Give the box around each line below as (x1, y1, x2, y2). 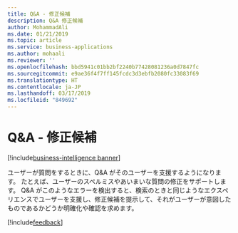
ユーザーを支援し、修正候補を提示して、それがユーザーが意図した (38, 195, 232, 203)
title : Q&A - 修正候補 (7, 10, 71, 18)
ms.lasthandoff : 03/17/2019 (7, 90, 91, 97)
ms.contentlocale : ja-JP (7, 83, 81, 90)
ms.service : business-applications (7, 43, 113, 51)
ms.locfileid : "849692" (7, 97, 78, 104)
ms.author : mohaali (7, 51, 66, 58)
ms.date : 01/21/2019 (7, 30, 69, 38)
